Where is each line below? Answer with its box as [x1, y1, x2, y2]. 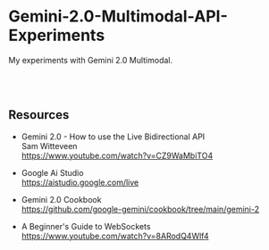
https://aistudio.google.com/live [21, 177, 139, 187]
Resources [8, 107, 70, 122]
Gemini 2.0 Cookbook [21, 194, 102, 204]
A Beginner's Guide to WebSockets [21, 221, 151, 231]
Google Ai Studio [21, 167, 84, 178]
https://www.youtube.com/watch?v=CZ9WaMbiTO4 [21, 150, 214, 161]
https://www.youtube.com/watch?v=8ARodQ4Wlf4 [21, 230, 209, 241]
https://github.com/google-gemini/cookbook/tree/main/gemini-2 [21, 204, 260, 214]
